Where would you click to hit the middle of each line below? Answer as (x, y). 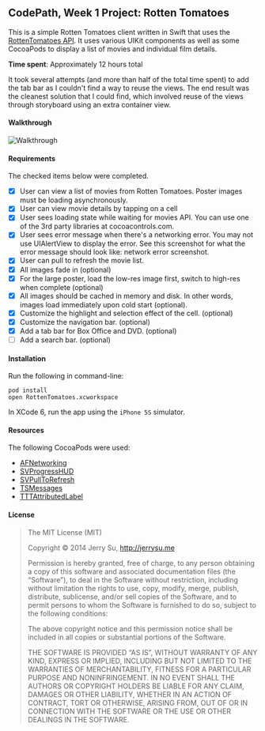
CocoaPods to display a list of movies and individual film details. (113, 49)
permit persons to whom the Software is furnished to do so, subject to (142, 605)
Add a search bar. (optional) (65, 340)
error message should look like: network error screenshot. (114, 252)
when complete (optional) (62, 287)
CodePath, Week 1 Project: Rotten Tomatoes (119, 13)
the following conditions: (68, 613)
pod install (28, 390)
